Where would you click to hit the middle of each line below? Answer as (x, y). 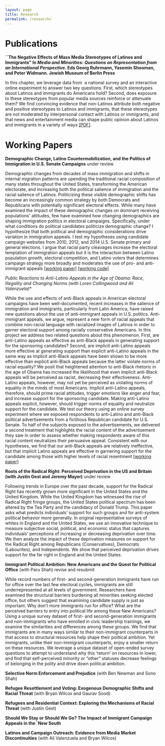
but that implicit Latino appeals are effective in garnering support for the (79, 451)
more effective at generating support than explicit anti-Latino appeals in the (82, 351)
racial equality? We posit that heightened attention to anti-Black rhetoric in (81, 367)
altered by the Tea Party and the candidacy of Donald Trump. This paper (79, 507)
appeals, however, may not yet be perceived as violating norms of (86, 383)
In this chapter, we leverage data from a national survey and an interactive (81, 83)
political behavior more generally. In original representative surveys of (76, 518)
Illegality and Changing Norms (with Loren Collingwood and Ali (69, 283)
